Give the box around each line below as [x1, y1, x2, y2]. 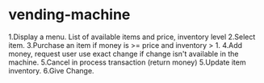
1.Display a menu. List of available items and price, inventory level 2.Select [8, 32, 256, 41]
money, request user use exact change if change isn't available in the [8, 49, 239, 58]
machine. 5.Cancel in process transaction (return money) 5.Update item [8, 57, 246, 67]
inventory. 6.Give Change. [8, 65, 94, 75]
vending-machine [8, 6, 131, 24]
